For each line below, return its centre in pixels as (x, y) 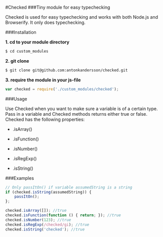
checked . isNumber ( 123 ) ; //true (38, 220)
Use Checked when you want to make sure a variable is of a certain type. (81, 109)
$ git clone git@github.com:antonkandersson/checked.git (67, 70)
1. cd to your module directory (37, 42)
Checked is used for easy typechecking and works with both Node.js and (82, 17)
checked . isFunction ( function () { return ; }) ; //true (63, 215)
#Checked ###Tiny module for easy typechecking (58, 7)
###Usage (16, 99)
